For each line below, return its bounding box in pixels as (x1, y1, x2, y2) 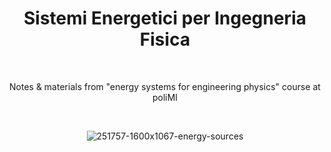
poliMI (151, 91, 179, 103)
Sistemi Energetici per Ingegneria (23, 7, 307, 30)
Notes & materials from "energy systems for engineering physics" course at (9, 80, 321, 92)
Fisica (139, 28, 191, 51)
